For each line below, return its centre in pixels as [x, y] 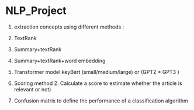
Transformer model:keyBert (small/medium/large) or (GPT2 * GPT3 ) [96, 72]
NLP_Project [36, 11]
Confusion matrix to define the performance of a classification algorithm [101, 101]
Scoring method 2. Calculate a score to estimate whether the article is [98, 83]
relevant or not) [32, 89]
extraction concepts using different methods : [69, 27]
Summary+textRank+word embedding [60, 61]
